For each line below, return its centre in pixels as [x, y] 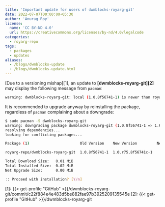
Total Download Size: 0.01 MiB [39, 161]
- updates [19, 55]
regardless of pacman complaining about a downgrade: [60, 112]
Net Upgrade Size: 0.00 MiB [39, 170]
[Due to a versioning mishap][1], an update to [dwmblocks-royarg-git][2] [80, 83]
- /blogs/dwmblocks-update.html [43, 69]
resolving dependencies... [33, 130]
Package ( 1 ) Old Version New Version [71, 144]
